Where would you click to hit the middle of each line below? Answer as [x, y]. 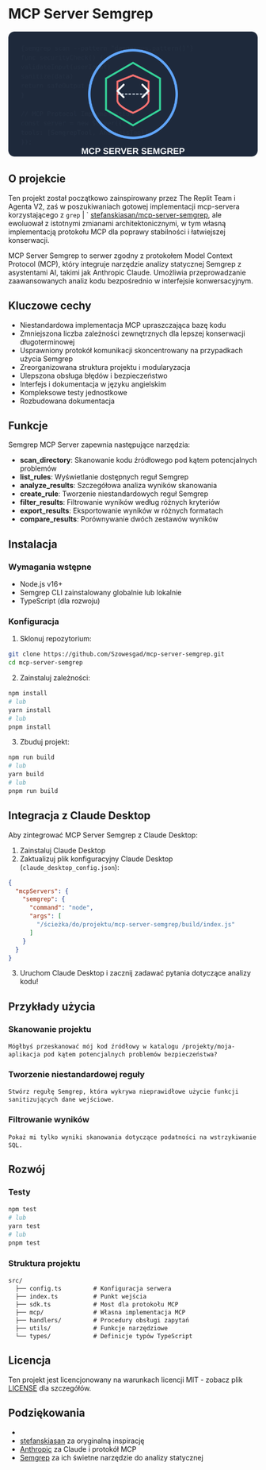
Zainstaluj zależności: [55, 678]
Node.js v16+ [41, 584]
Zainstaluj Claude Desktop [63, 850]
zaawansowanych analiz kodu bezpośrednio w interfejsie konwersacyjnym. [131, 281]
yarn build [26, 775]
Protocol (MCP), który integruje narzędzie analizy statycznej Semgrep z [125, 264]
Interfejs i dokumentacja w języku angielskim [93, 384]
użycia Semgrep [46, 359]
